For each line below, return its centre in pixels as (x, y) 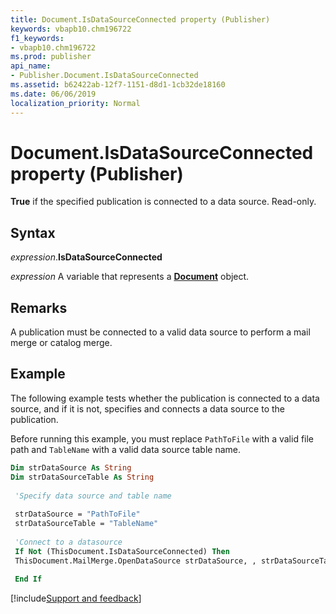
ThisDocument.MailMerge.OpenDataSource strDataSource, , (135, 561)
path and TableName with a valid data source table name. (126, 449)
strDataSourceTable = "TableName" (86, 524)
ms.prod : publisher (51, 57)
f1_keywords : (37, 38)
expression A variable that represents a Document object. (130, 277)
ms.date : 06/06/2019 (53, 94)
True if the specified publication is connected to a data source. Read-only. (163, 202)
